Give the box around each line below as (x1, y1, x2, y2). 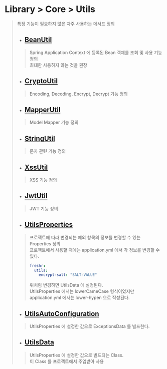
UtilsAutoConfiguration (24, 309, 99, 318)
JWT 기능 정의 (29, 205, 58, 211)
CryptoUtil (24, 77, 58, 86)
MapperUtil (24, 105, 61, 114)
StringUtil (24, 134, 56, 143)
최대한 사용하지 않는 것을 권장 (29, 62, 87, 68)
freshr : (29, 263, 46, 268)
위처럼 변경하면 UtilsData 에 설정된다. (29, 282, 103, 288)
